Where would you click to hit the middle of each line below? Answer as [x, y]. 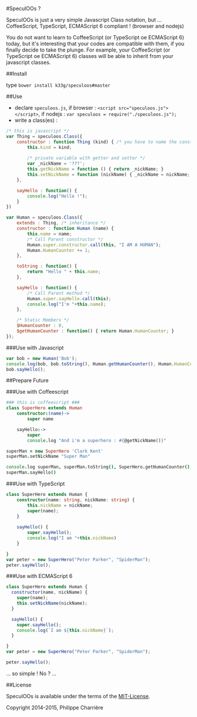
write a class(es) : [36, 120]
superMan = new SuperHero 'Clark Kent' [55, 451]
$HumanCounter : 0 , [40, 326]
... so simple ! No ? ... [31, 673]
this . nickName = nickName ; [60, 505]
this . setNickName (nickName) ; [52, 603]
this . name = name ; [50, 234]
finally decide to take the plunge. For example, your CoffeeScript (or [88, 50]
